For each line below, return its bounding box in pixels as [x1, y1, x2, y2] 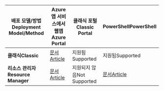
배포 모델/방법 [11, 17, 41, 24]
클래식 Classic [7, 52, 39, 59]
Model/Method [8, 30, 44, 36]
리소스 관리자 [7, 65, 36, 72]
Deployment [12, 24, 41, 30]
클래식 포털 [73, 17, 98, 24]
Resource [7, 71, 30, 78]
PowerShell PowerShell [102, 23, 157, 30]
